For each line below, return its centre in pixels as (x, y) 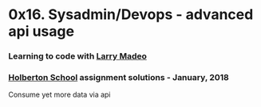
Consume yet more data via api (59, 95)
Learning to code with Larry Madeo (78, 56)
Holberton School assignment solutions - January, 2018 (119, 78)
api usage (41, 31)
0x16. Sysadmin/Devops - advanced (131, 15)
